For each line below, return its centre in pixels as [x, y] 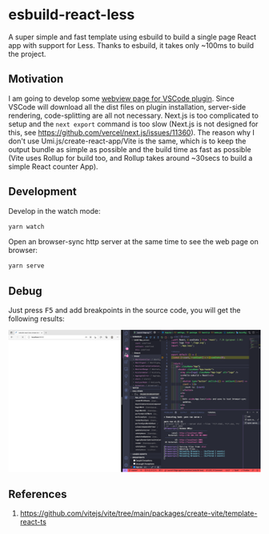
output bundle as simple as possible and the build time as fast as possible [130, 149]
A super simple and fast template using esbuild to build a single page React [132, 37]
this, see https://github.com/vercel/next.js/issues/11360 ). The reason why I [131, 132]
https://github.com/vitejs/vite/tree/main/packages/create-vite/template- [139, 513]
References [38, 494]
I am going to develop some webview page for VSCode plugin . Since [121, 98]
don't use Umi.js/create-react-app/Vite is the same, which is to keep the [127, 141]
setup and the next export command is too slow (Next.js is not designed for [133, 124]
